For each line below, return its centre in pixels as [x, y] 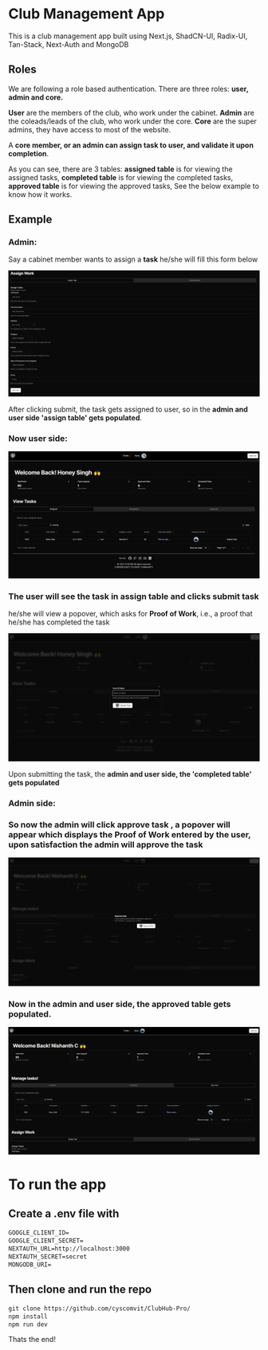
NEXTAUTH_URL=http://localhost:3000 [69, 1249]
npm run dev [28, 1324]
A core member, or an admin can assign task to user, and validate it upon [131, 145]
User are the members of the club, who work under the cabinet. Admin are [132, 112]
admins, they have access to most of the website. [90, 129]
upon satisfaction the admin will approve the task [106, 844]
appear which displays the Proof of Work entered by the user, [130, 834]
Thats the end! [32, 1340]
